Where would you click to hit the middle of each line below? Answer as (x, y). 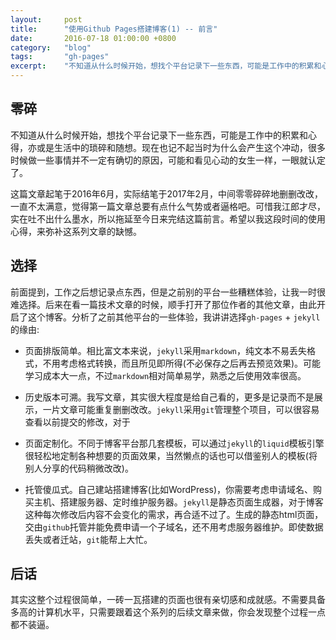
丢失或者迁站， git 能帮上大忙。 (88, 539)
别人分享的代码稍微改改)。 (79, 468)
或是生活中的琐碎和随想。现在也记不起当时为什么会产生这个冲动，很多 (181, 147)
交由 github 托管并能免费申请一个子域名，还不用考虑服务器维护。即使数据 (174, 527)
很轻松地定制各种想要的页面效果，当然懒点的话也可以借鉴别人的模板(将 (171, 455)
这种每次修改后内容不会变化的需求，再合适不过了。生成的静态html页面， (174, 514)
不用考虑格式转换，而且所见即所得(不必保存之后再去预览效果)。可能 (182, 363)
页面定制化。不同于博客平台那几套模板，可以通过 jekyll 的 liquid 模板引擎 (174, 443)
